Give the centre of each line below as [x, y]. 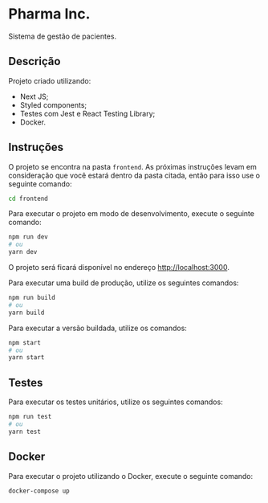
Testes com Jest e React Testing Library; [87, 113]
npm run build [32, 298]
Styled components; [53, 104]
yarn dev [23, 252]
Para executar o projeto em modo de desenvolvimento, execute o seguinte [132, 214]
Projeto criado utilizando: [50, 80]
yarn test [25, 431]
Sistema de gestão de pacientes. [63, 36]
